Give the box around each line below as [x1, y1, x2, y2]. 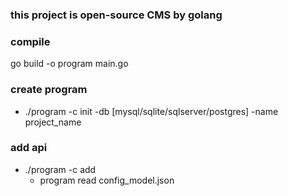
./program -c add [24, 163, 97, 175]
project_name [24, 116, 82, 128]
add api [10, 141, 48, 155]
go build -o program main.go [10, 58, 129, 70]
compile [10, 34, 51, 48]
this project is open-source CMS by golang [10, 8, 223, 22]
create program [10, 83, 88, 97]
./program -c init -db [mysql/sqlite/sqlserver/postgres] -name [24, 105, 279, 117]
